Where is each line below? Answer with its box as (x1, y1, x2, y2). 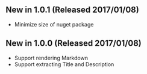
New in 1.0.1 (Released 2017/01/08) (5, 5, 139, 15)
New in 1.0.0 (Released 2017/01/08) (5, 39, 142, 49)
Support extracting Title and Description (14, 60, 114, 68)
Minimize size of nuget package (14, 20, 94, 28)
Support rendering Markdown (14, 54, 89, 61)
